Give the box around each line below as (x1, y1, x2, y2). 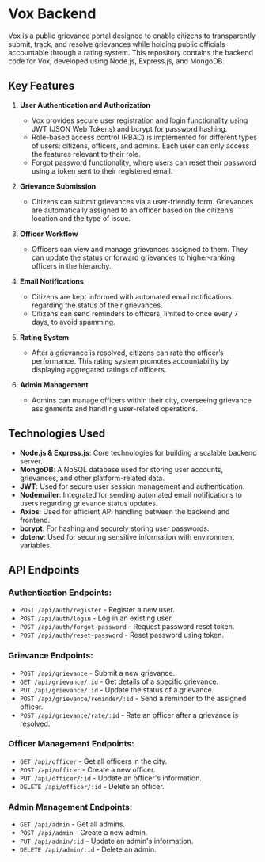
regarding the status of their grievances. (31, 300, 164, 310)
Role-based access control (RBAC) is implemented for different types (31, 132, 257, 142)
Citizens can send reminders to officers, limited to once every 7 (31, 308, 239, 318)
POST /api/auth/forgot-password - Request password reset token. (19, 622, 235, 631)
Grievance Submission (19, 181, 97, 191)
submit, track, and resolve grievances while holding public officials (8, 39, 225, 48)
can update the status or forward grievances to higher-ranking (31, 253, 236, 262)
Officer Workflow (19, 229, 78, 238)
